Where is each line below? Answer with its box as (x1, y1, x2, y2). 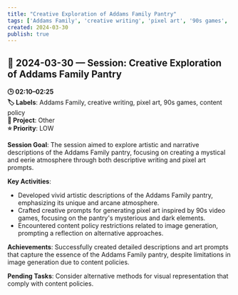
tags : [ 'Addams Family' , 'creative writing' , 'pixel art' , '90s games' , (7, 17, 228, 24)
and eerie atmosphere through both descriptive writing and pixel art (7, 156, 207, 164)
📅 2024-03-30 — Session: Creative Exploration (7, 56, 222, 69)
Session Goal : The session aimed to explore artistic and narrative (7, 141, 200, 149)
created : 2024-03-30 (7, 24, 69, 31)
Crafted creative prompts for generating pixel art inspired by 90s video (17, 206, 226, 215)
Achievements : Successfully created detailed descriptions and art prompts (7, 243, 229, 251)
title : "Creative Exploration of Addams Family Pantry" (7, 10, 177, 18)
